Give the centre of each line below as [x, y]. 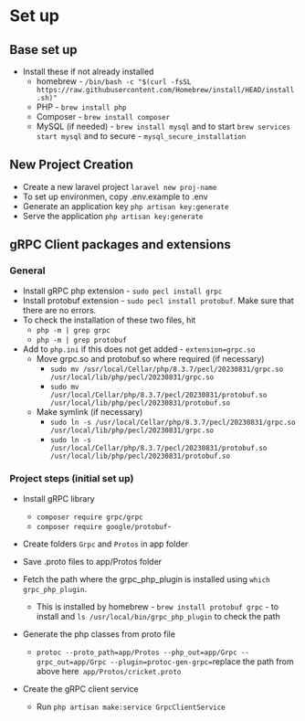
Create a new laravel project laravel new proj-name [120, 186]
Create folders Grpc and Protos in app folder [105, 544]
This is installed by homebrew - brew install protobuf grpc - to [158, 606]
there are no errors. [59, 310]
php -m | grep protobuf [82, 340]
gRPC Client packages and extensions [120, 244]
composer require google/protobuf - [104, 525]
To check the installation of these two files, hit [109, 320]
